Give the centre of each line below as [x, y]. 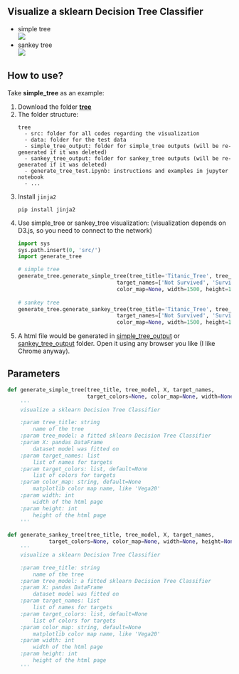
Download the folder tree [54, 107]
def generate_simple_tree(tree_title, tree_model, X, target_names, [111, 390]
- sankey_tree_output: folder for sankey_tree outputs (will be [122, 158]
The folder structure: [48, 114]
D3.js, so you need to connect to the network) [85, 230]
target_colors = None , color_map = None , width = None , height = [136, 542]
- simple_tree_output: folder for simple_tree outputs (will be [122, 146]
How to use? [36, 76]
